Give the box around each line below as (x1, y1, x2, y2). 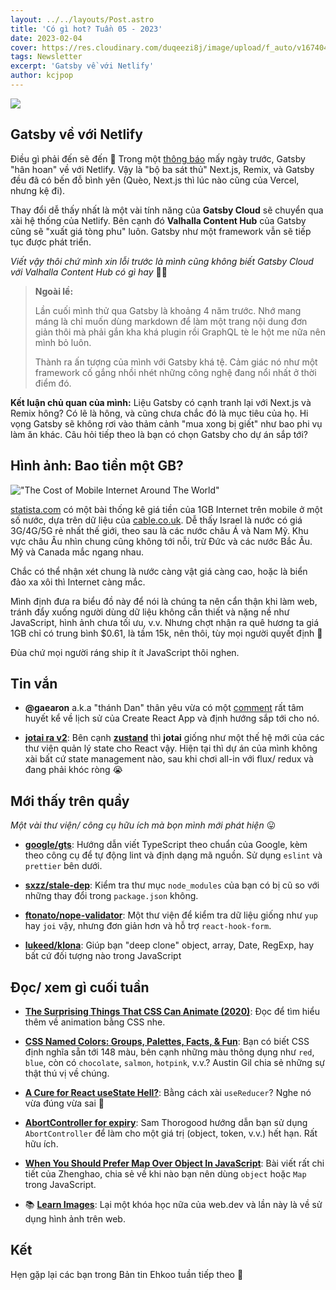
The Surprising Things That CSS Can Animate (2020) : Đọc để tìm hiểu (24, 1005, 320, 1017)
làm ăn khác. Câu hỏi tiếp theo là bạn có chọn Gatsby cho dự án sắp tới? (10, 428, 309, 440)
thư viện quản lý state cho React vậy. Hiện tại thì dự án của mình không (24, 742, 318, 755)
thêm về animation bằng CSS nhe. (24, 1016, 166, 1028)
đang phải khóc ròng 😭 (24, 764, 123, 776)
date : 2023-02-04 (10, 33, 83, 43)
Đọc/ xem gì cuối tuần (10, 979, 150, 996)
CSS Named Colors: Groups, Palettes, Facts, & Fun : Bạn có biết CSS (24, 1035, 310, 1047)
